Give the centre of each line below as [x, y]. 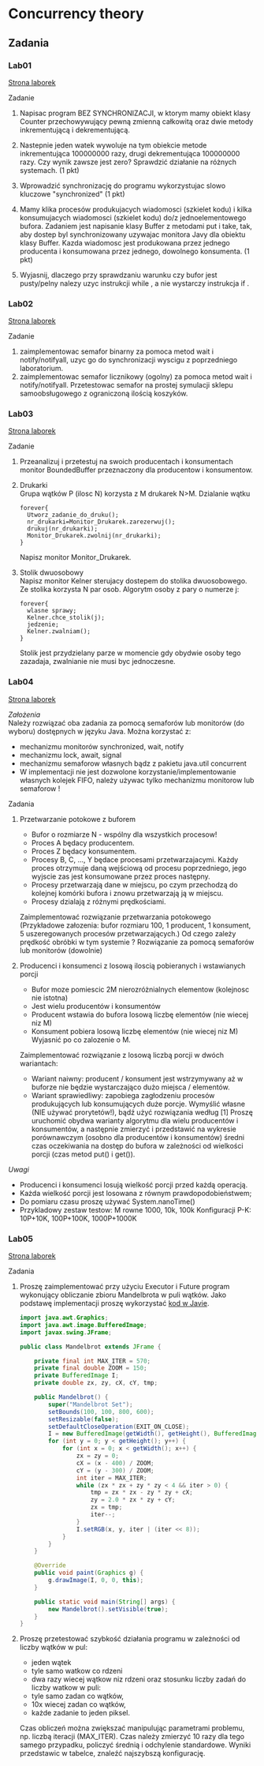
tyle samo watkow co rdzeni [77, 1671]
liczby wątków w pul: [54, 1648]
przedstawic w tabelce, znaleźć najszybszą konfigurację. [112, 1753]
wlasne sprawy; [52, 611]
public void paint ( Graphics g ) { [89, 1573]
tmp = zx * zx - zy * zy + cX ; [141, 1493]
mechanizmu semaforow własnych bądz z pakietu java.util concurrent [133, 763]
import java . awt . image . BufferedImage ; [83, 1325]
